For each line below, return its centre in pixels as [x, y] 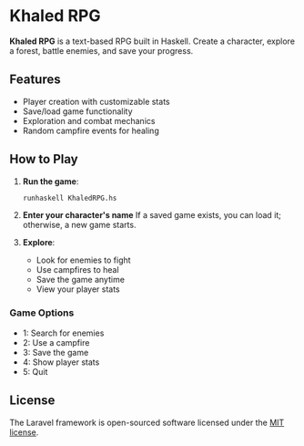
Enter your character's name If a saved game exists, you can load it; [152, 215]
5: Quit [35, 371]
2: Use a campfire [56, 342]
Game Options [42, 313]
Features [35, 80]
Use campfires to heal [78, 270]
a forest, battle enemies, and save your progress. [101, 50]
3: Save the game [56, 352]
